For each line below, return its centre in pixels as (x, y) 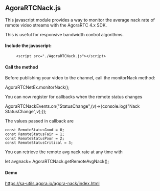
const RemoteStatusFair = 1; (35, 134)
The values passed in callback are (39, 121)
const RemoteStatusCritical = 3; (39, 143)
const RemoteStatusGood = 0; (35, 130)
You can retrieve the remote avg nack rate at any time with (64, 152)
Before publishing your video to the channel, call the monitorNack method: (80, 78)
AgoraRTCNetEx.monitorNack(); (37, 87)
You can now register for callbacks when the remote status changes (74, 97)
